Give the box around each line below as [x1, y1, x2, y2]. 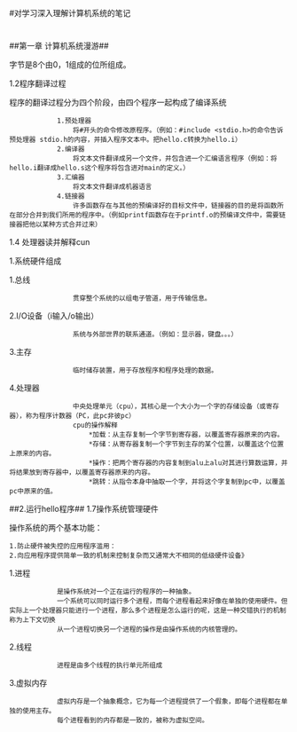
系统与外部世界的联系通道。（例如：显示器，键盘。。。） [72, 330, 238, 339]
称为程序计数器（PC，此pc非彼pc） [25, 412, 136, 421]
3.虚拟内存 [9, 678, 48, 689]
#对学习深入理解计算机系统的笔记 [9, 8, 131, 18]
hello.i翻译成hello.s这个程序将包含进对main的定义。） [9, 163, 191, 173]
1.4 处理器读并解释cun [9, 237, 90, 248]
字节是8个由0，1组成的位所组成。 [9, 59, 131, 70]
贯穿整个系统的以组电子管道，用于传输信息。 [72, 294, 212, 303]
